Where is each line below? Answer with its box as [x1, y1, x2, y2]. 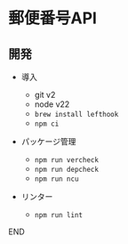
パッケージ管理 [20, 136, 76, 147]
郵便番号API [8, 8, 97, 28]
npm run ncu [34, 175, 79, 183]
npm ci [34, 119, 60, 128]
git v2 [34, 90, 56, 100]
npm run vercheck [34, 156, 100, 165]
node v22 [34, 99, 70, 110]
